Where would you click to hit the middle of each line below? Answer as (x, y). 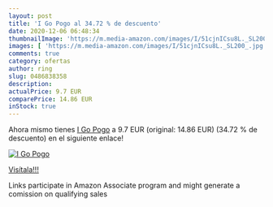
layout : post (30, 16)
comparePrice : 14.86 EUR (50, 99)
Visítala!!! (24, 170)
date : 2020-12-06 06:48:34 (54, 31)
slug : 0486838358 (38, 76)
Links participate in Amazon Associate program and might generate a (124, 185)
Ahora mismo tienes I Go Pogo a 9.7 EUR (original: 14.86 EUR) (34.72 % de (133, 130)
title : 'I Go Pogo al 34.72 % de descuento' (85, 24)
